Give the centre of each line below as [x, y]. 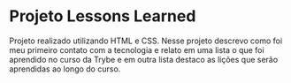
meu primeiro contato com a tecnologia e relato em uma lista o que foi [137, 49]
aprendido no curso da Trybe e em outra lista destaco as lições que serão [144, 59]
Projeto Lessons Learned [103, 16]
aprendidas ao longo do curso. [65, 69]
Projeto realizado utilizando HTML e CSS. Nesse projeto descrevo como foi [146, 41]
